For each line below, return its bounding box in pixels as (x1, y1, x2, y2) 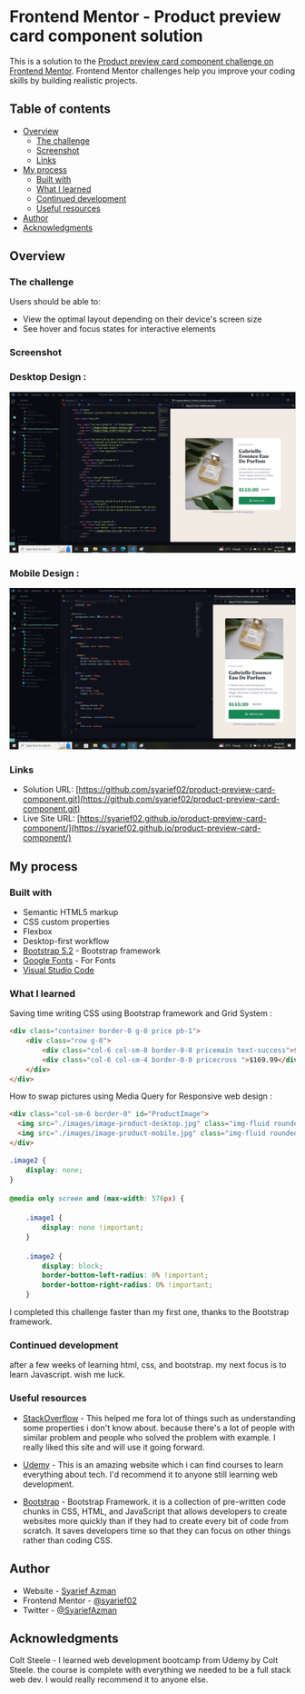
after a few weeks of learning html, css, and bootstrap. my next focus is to (9, 1360, 287, 1370)
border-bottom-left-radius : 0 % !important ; (42, 1270, 209, 1280)
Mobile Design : (9, 567, 80, 580)
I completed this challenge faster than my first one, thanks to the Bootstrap (9, 1307, 290, 1318)
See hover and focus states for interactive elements (22, 324, 216, 334)
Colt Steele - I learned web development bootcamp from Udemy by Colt (9, 1655, 279, 1666)
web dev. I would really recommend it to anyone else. (9, 1674, 209, 1685)
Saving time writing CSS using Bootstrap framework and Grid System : (9, 1008, 272, 1019)
